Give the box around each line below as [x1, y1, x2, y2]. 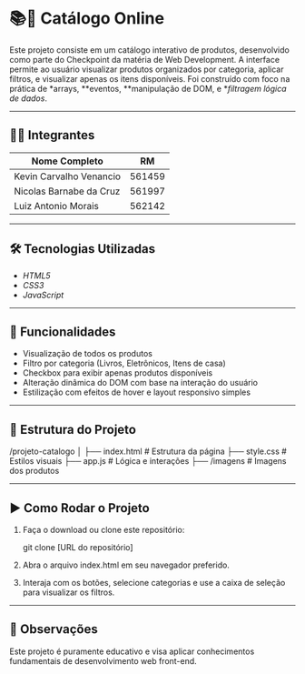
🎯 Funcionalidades [9, 324, 116, 339]
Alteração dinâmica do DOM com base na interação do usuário [22, 377, 259, 388]
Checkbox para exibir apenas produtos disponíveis [22, 367, 213, 378]
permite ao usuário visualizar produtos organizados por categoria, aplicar [9, 64, 284, 75]
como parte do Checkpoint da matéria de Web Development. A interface [9, 54, 280, 65]
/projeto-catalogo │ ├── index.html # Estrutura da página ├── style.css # [9, 446, 288, 457]
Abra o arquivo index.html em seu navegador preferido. [22, 559, 230, 570]
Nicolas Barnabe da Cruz [14, 185, 121, 197]
